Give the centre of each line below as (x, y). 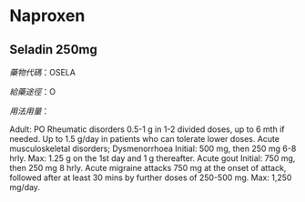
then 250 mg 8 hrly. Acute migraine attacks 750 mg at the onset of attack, (148, 168)
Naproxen (47, 16)
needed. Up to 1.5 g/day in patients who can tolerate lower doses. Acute (145, 139)
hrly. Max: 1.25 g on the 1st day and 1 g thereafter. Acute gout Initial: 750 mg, (152, 158)
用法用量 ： (30, 111)
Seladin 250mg (54, 50)
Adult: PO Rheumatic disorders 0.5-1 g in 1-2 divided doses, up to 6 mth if (147, 129)
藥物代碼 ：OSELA (42, 72)
